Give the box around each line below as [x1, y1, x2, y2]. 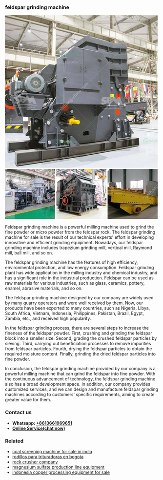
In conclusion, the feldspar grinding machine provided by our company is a [5, 366, 156, 372]
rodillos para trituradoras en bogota [12, 454, 84, 459]
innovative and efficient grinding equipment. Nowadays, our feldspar [5, 240, 143, 246]
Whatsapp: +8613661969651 [12, 420, 72, 426]
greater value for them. [5, 397, 51, 403]
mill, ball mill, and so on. [5, 250, 54, 256]
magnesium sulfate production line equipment [12, 464, 105, 470]
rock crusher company [12, 459, 58, 465]
